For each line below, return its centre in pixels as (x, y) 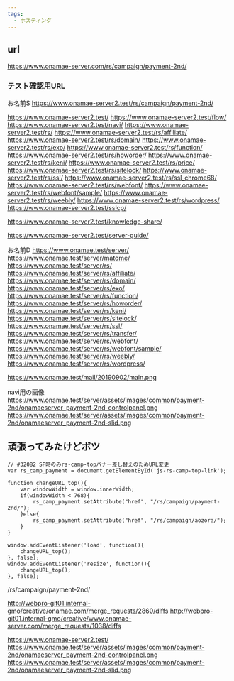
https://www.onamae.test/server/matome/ (69, 258)
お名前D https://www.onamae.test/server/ (68, 250)
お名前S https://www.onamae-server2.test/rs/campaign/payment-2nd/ (111, 103)
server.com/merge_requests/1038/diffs (65, 626)
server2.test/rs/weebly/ (41, 200)
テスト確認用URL (37, 86)
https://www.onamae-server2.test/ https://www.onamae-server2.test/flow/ (117, 117)
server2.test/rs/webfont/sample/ (55, 192)
